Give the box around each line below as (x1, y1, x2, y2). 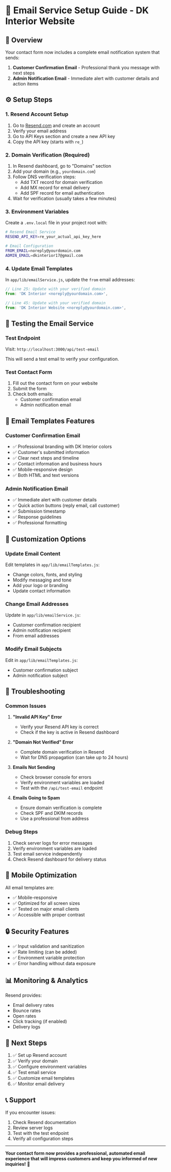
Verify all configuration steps (12, 1135, 74, 1141)
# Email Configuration (5, 244, 53, 249)
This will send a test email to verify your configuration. (5, 356, 119, 362)
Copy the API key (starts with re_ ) (12, 139, 84, 145)
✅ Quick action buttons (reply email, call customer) (12, 502, 120, 509)
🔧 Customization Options (5, 535, 87, 543)
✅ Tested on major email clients (12, 905, 79, 912)
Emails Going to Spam (12, 795, 60, 801)
